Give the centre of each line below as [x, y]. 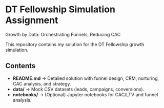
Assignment [32, 20]
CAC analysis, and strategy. [42, 83]
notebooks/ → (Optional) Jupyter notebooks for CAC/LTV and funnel [85, 94]
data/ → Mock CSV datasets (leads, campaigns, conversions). [78, 89]
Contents [20, 66]
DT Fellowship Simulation [60, 9]
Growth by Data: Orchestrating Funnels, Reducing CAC [63, 34]
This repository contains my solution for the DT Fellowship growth [75, 44]
